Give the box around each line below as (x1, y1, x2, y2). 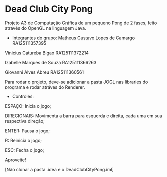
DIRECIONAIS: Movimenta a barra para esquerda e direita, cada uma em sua (5, 113, 162, 119)
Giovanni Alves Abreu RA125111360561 (5, 69, 84, 75)
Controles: (12, 93, 34, 99)
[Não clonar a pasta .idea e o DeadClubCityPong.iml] (5, 166, 114, 172)
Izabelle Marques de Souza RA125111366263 (5, 59, 97, 65)
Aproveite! (5, 157, 26, 163)
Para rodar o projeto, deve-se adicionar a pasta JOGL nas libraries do (5, 79, 148, 85)
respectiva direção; (5, 118, 45, 124)
